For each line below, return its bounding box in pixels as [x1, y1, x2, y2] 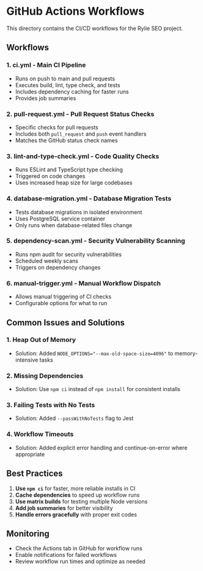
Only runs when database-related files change [15, 221, 133, 228]
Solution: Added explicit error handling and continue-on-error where [15, 444, 188, 451]
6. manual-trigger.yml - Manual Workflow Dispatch [6, 279, 161, 287]
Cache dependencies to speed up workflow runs [15, 491, 140, 499]
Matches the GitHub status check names [15, 136, 118, 144]
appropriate [15, 450, 45, 458]
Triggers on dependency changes [15, 263, 101, 271]
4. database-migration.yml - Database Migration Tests [6, 195, 172, 203]
